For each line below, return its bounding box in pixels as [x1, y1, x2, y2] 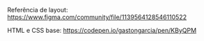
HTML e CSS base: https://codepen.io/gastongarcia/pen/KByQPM [7, 27, 197, 34]
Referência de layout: [7, 6, 68, 14]
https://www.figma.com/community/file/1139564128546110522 [7, 13, 187, 21]
